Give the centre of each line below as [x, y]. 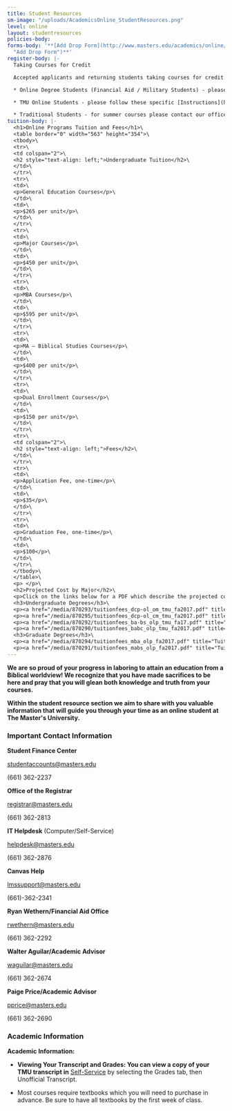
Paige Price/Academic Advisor [52, 991]
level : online [28, 26]
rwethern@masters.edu [41, 925]
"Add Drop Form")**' [43, 53]
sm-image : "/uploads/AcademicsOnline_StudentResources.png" [96, 20]
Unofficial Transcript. [47, 1079]
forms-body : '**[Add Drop [44, 46]
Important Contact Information [60, 735]
